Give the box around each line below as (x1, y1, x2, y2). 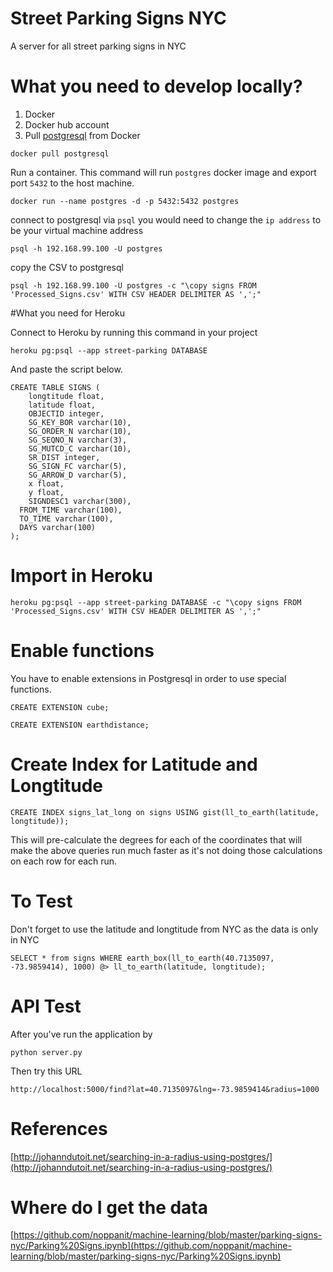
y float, (28, 487, 65, 497)
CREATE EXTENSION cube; (10, 702, 110, 712)
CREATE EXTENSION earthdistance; (10, 720, 150, 730)
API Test (10, 995, 82, 1017)
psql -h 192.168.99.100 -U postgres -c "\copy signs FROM (10, 280, 257, 291)
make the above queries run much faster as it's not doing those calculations (10, 844, 323, 856)
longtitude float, (28, 391, 105, 401)
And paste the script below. (10, 363, 123, 375)
